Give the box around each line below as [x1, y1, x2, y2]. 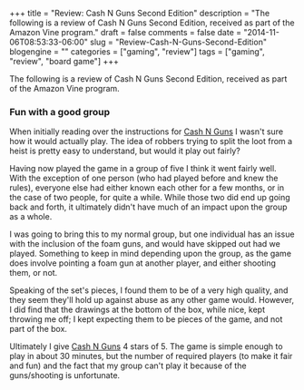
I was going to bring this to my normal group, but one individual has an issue [9, 229, 295, 239]
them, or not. [9, 268, 58, 278]
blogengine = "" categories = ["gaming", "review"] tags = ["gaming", [9, 46, 265, 57]
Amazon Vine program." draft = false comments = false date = [9, 27, 242, 37]
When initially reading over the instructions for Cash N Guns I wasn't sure [9, 126, 284, 137]
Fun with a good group [9, 105, 111, 118]
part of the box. [9, 324, 68, 335]
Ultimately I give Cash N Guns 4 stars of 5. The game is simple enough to [9, 341, 283, 352]
